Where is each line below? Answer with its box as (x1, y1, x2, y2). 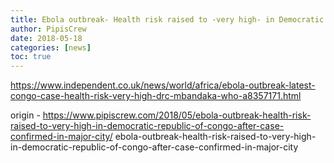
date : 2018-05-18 (10, 33, 83, 43)
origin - (10, 109, 41, 121)
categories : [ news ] (10, 42, 92, 53)
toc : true (10, 52, 52, 62)
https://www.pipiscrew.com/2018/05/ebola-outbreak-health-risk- (42, 109, 312, 121)
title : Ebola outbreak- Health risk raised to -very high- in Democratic (10, 14, 325, 25)
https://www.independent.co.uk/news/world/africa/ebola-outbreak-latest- (10, 79, 316, 91)
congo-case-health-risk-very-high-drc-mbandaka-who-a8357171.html (10, 90, 302, 102)
